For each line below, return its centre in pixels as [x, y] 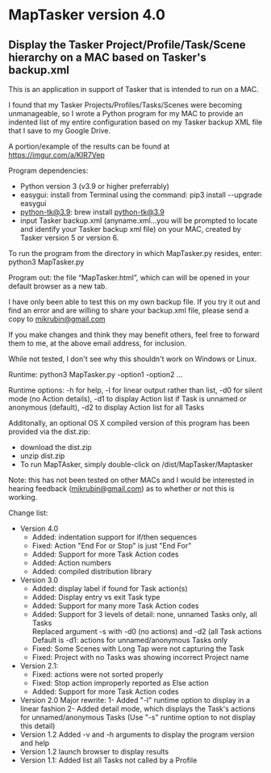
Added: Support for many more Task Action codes [115, 606]
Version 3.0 [39, 580]
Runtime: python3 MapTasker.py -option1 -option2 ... [96, 374]
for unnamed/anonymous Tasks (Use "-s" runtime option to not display [138, 717]
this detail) [38, 726]
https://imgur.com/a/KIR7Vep [56, 155]
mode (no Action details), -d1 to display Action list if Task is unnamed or [128, 399]
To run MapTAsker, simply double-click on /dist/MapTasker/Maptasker [136, 464]
